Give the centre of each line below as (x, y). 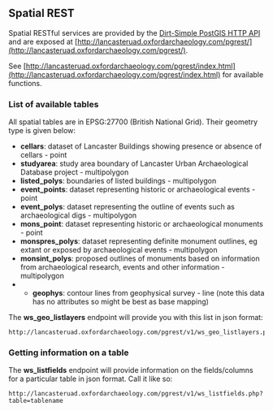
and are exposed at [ (43, 41)
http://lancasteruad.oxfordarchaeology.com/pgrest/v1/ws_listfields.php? (136, 394)
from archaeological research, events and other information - (122, 267)
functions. (25, 83)
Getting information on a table (69, 353)
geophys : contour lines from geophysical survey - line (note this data (148, 293)
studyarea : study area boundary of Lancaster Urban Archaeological (134, 164)
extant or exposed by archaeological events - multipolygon (119, 250)
